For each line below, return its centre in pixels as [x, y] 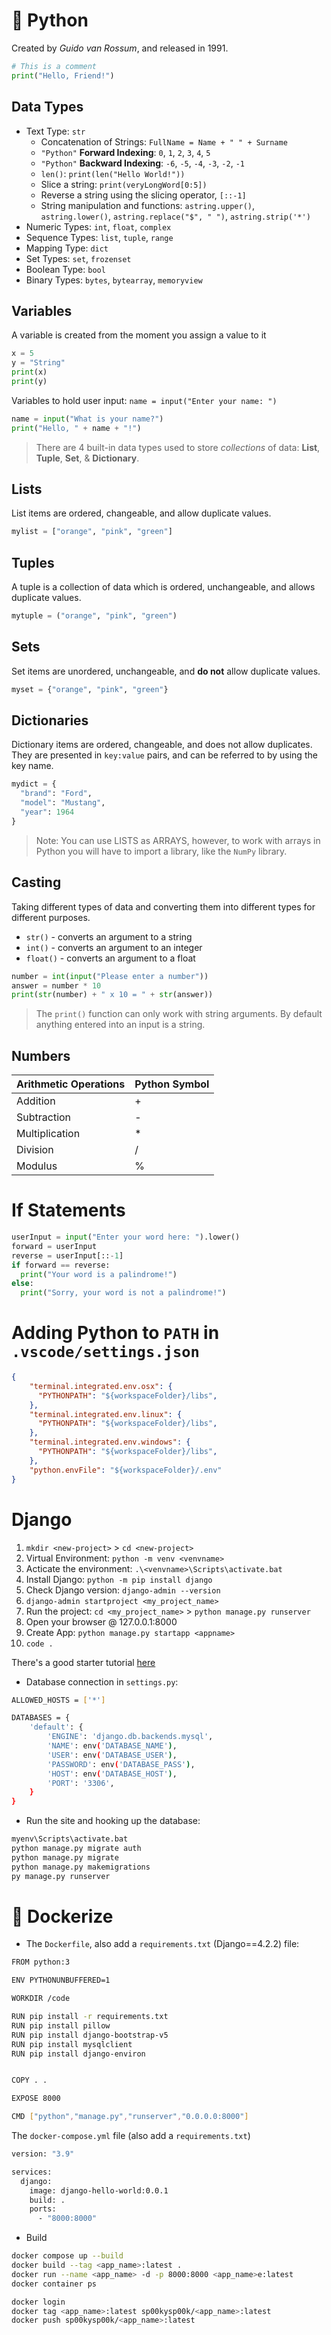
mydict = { [34, 784]
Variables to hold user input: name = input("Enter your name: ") [144, 400]
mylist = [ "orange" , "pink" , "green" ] [92, 532]
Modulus [37, 1166]
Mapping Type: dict [67, 248]
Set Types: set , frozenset [78, 258]
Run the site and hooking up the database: [113, 1821]
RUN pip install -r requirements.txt [90, 2017]
